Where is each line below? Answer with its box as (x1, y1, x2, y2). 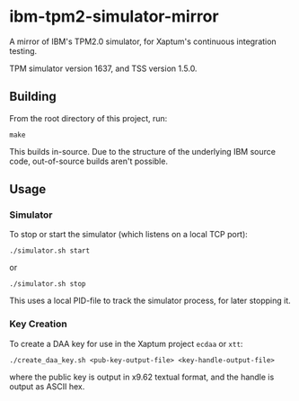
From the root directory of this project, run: (9, 112, 168, 123)
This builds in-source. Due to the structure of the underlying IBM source (9, 146, 277, 156)
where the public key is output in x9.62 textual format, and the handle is (9, 371, 275, 382)
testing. (9, 45, 38, 56)
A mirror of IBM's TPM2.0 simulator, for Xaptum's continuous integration (9, 36, 277, 47)
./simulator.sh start (9, 246, 91, 255)
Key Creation (9, 317, 67, 330)
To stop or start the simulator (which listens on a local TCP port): (9, 229, 249, 240)
